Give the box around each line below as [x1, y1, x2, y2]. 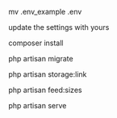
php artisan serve [8, 101, 67, 110]
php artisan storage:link [8, 70, 87, 79]
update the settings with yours [8, 23, 110, 32]
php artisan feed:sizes [8, 85, 82, 95]
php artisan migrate [8, 54, 74, 63]
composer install [8, 38, 64, 48]
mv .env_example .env [8, 7, 82, 16]
